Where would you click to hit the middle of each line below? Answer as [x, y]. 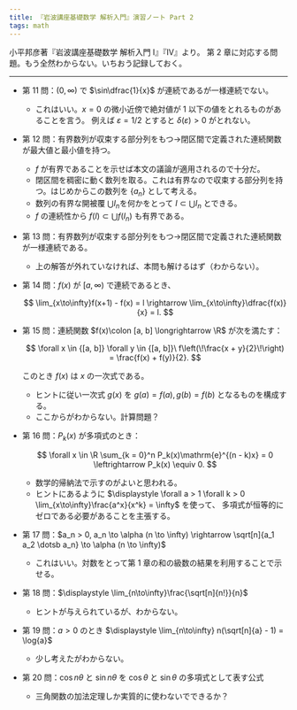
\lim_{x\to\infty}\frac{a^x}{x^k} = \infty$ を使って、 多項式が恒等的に [160, 505]
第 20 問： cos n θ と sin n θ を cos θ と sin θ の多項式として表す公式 [143, 677]
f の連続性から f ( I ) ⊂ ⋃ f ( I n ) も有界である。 [112, 217]
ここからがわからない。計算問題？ [97, 416]
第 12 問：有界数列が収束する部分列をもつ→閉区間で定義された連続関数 [152, 139]
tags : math [29, 26]
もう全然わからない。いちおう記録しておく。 [106, 63]
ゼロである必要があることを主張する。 [105, 515]
